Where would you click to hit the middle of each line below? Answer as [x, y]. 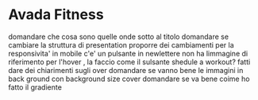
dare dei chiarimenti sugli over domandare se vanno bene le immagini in [126, 70]
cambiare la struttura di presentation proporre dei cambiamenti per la [121, 44]
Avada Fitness [56, 15]
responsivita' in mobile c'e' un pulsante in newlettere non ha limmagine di [128, 53]
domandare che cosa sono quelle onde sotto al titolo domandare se [118, 37]
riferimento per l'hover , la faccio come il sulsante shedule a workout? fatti [129, 62]
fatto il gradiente [35, 87]
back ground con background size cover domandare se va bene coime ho [129, 79]
